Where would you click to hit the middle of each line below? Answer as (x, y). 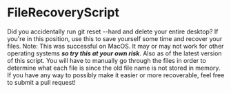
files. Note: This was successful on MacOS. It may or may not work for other (115, 46)
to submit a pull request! (41, 82)
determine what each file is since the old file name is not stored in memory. (114, 68)
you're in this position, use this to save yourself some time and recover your (115, 38)
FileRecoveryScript (63, 13)
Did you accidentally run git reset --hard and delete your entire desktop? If (113, 31)
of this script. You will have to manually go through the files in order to (107, 60)
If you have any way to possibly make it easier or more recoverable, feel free (116, 75)
